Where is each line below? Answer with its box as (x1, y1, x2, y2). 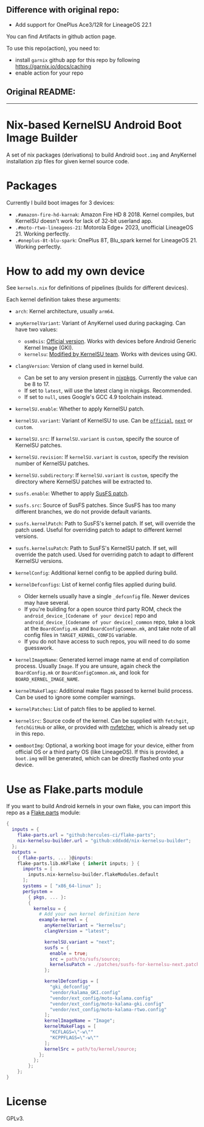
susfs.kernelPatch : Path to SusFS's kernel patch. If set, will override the (15, 520, 195, 527)
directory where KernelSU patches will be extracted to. (15, 478, 153, 485)
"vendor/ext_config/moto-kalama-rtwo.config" (49, 1006, 167, 1013)
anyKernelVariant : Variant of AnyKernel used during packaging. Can (15, 319, 186, 327)
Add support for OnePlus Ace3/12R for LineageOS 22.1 (15, 21, 152, 28)
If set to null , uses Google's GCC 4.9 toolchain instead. (24, 393, 163, 401)
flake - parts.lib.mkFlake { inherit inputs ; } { (17, 860, 140, 867)
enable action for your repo (15, 69, 84, 77)
